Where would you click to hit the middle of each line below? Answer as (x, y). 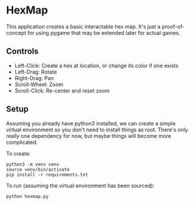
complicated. (22, 142)
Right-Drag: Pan (34, 78)
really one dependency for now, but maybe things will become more (89, 135)
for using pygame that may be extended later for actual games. (104, 32)
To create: (19, 153)
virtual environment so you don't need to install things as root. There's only (97, 130)
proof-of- (173, 27)
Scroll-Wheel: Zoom (39, 84)
